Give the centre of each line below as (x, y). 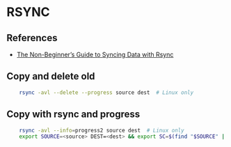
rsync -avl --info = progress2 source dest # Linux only (102, 130)
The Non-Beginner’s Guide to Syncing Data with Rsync (95, 54)
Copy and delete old (51, 76)
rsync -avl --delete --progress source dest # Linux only (106, 92)
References (32, 38)
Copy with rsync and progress (73, 115)
